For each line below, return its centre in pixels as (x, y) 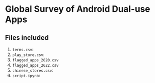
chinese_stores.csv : (33, 70)
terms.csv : (23, 49)
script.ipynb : (26, 75)
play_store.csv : (28, 55)
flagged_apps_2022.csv (35, 65)
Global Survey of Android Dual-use (78, 9)
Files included (27, 38)
